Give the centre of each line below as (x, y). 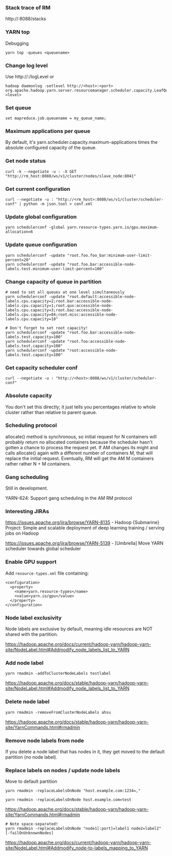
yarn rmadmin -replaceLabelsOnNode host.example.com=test (68, 800)
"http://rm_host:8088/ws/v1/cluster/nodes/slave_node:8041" (71, 176)
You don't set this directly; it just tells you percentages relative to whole (81, 407)
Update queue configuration (41, 245)
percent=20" (18, 260)
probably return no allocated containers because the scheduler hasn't (79, 442)
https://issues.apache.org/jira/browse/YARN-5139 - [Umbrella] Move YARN (84, 543)
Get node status (26, 161)
